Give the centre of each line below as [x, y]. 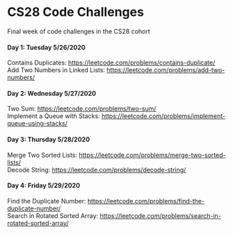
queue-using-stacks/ [38, 124]
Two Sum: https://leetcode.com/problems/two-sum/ [82, 109]
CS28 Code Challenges [76, 12]
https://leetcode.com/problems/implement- [163, 116]
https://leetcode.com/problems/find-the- [146, 201]
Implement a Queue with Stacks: [54, 116]
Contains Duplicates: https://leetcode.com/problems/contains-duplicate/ [111, 62]
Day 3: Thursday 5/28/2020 [49, 139]
